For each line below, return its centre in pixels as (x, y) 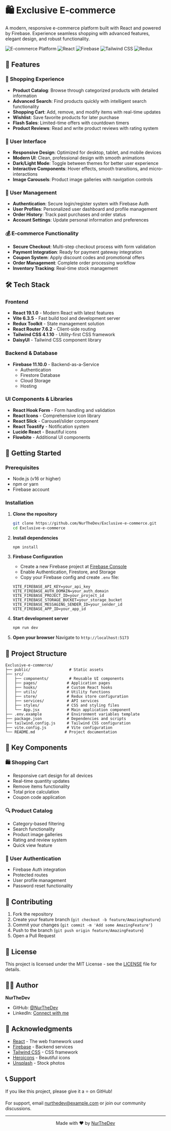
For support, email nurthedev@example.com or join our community (76, 1103)
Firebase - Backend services (43, 1046)
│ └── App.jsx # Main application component (68, 710)
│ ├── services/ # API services (52, 701)
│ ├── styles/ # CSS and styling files (62, 706)
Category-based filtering (38, 824)
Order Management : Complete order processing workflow (74, 263)
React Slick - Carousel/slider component (55, 421)
